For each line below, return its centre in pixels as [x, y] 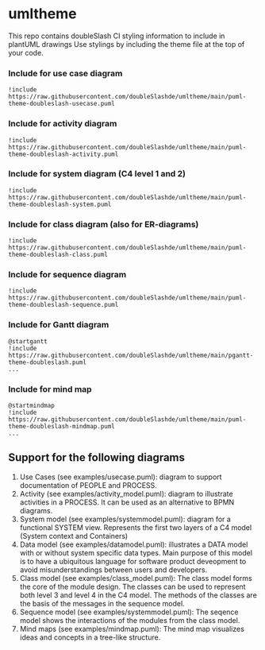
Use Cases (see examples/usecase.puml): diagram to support [121, 477]
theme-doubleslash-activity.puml [63, 154]
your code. [26, 52]
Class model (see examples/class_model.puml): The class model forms [136, 578]
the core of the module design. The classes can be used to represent [132, 586]
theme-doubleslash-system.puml [60, 204]
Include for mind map [50, 389]
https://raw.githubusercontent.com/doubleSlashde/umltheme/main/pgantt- [131, 355]
